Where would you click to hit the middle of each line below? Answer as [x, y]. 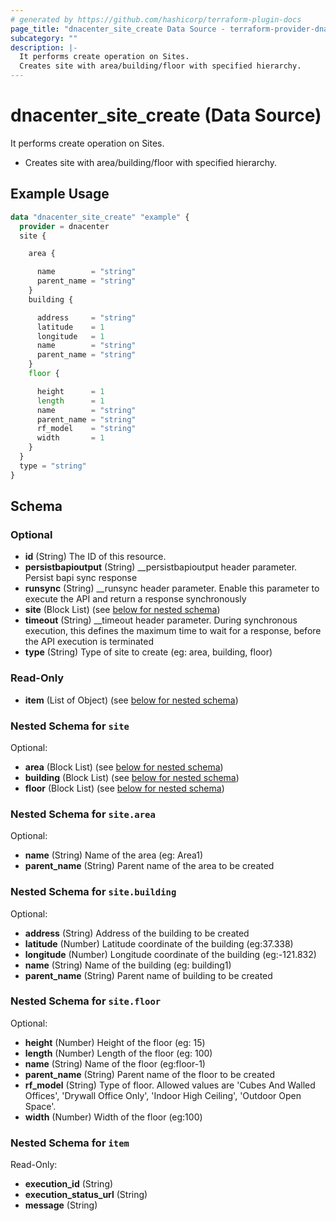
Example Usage [60, 194]
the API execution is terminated [89, 642]
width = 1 [70, 438]
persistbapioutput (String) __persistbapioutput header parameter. [161, 567]
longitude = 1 [70, 336]
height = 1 [70, 391]
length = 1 [70, 401]
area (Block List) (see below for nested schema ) [124, 767]
